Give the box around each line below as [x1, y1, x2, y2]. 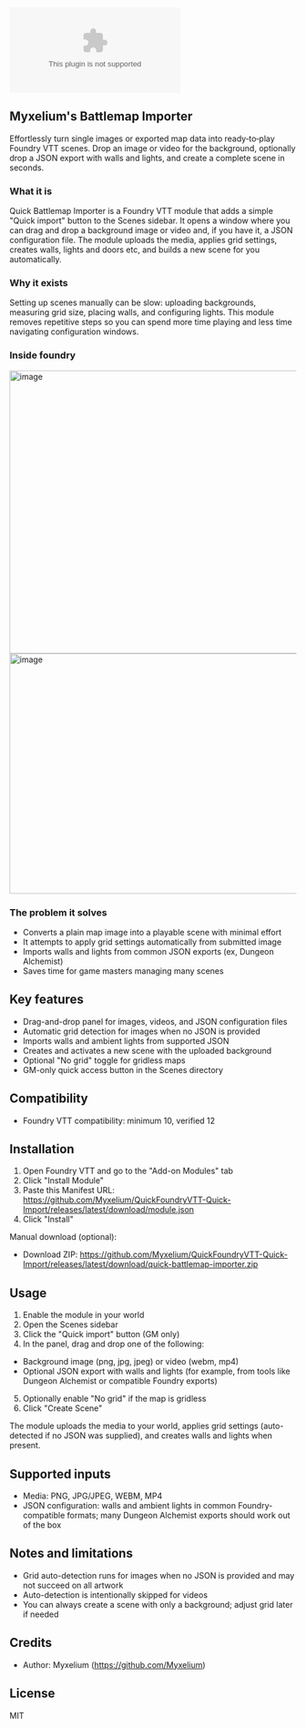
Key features [9, 992, 84, 1007]
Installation [9, 1141, 75, 1157]
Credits [9, 1635, 53, 1651]
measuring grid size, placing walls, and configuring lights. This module [9, 307, 275, 318]
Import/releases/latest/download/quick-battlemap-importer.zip [22, 1259, 259, 1270]
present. [9, 1440, 41, 1451]
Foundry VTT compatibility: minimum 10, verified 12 [22, 1115, 216, 1126]
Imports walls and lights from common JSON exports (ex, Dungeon [22, 946, 275, 956]
